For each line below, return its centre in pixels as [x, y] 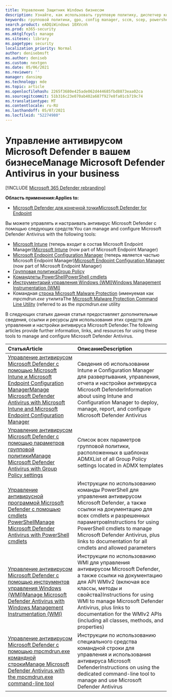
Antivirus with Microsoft [37, 402]
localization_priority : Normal [39, 48]
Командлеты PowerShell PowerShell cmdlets [60, 277]
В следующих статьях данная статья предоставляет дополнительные [81, 314]
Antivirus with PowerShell [39, 534]
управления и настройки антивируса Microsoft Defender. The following [82, 325]
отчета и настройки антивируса [117, 383]
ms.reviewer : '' [23, 73]
